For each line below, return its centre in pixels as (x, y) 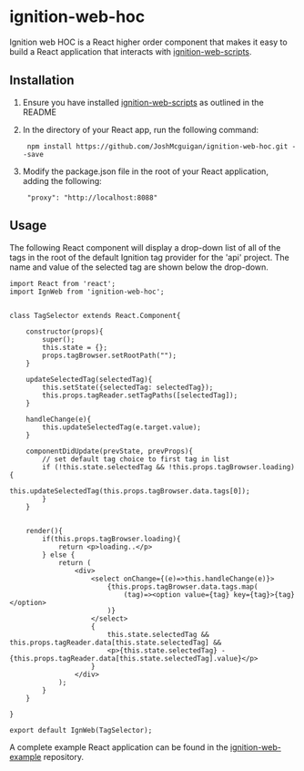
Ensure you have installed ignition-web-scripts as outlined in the (143, 102)
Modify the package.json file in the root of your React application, (145, 171)
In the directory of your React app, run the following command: (141, 129)
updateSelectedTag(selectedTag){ (89, 379)
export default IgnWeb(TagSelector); (81, 730)
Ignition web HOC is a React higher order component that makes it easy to (149, 42)
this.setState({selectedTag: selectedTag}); (128, 387)
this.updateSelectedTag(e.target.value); (122, 427)
